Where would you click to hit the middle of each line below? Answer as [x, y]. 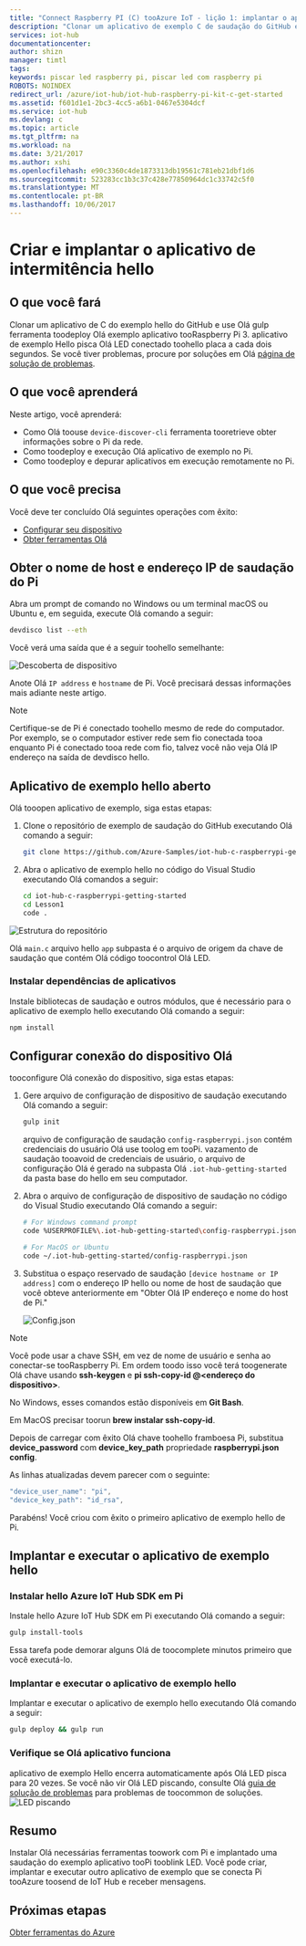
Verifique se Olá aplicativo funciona [90, 1753]
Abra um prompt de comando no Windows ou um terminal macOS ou [139, 604]
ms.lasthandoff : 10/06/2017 [63, 205]
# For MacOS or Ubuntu [66, 1248]
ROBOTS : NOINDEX [40, 86]
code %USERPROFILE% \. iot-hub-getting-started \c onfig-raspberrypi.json [159, 1231]
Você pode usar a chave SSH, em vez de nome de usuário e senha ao [140, 1355]
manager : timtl [38, 60]
